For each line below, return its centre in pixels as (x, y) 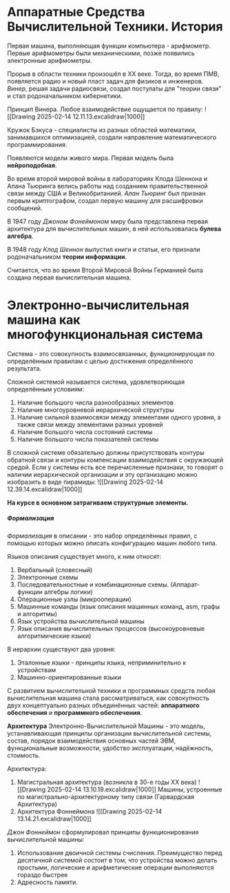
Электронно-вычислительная (98, 305)
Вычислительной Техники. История (115, 27)
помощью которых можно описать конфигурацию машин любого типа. (112, 543)
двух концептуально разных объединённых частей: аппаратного (103, 705)
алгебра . (20, 236)
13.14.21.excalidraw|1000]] (54, 818)
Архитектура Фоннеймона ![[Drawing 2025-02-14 (90, 811)
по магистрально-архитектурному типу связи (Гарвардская (106, 796)
